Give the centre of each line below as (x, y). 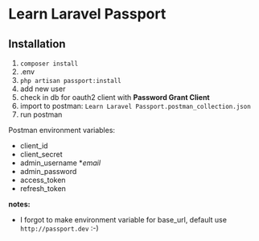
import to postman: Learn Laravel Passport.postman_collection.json (135, 106)
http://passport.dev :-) (59, 228)
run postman (41, 114)
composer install (49, 64)
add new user (43, 89)
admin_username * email (60, 163)
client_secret (41, 154)
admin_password (48, 171)
